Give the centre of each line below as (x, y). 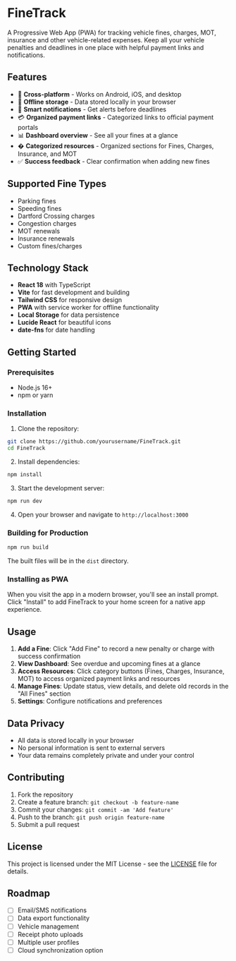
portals (28, 127)
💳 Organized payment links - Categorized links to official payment (116, 117)
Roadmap (29, 893)
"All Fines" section (44, 694)
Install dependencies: (49, 462)
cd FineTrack (26, 448)
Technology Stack (48, 268)
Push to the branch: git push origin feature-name (91, 817)
